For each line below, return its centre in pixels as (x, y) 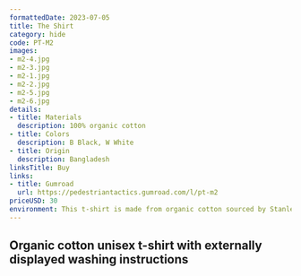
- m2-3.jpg (30, 68)
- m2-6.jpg (30, 101)
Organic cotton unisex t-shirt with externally (136, 246)
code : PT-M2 (31, 43)
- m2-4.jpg (30, 59)
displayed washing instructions (99, 259)
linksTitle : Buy (39, 168)
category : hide (38, 34)
